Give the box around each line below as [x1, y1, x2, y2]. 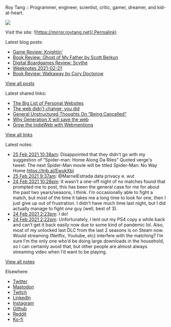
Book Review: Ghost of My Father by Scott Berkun [12, 54, 118, 60]
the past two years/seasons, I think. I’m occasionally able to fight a [12, 189, 153, 195]
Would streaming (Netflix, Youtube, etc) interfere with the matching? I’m [12, 233, 163, 238]
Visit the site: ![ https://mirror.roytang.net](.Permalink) [5, 29, 117, 35]
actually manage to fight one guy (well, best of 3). [12, 206, 118, 211]
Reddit [12, 311, 27, 317]
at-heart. [5, 10, 24, 16]
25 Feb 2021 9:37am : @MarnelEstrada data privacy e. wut [12, 173, 135, 179]
